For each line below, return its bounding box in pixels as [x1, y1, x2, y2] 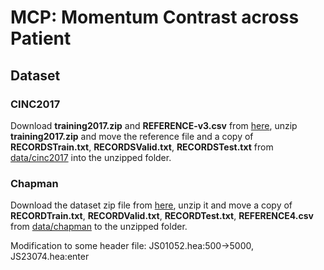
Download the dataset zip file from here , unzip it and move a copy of [10, 199, 293, 211]
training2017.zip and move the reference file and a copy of [10, 130, 254, 142]
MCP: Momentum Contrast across [10, 6, 300, 29]
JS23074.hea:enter [10, 251, 90, 263]
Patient [10, 27, 72, 50]
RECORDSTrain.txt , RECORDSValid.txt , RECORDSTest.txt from [10, 141, 274, 153]
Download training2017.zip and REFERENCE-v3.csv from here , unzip [10, 119, 298, 131]
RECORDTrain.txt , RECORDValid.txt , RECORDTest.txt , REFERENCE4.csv [10, 210, 314, 222]
